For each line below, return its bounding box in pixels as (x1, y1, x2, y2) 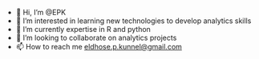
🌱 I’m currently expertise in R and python (15, 25, 151, 33)
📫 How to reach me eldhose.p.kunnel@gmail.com (15, 42, 183, 51)
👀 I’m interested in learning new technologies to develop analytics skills (15, 16, 252, 26)
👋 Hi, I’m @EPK (15, 8, 67, 17)
